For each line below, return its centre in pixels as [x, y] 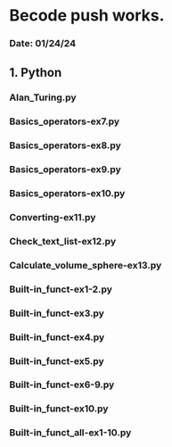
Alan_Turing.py [43, 97]
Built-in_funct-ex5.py [57, 360]
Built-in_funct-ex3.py [57, 313]
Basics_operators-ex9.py [66, 170]
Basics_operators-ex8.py [66, 145]
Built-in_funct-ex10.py [59, 409]
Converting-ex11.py [53, 218]
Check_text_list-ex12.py [63, 241]
